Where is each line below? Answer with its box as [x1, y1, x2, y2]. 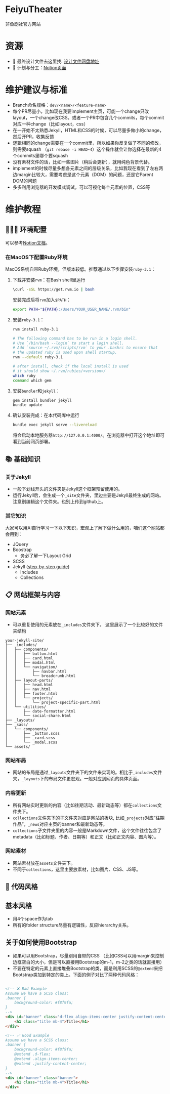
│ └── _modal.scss [5, 740, 58, 745]
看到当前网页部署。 [12, 439, 53, 445]
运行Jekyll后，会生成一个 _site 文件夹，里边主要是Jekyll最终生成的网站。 [12, 492, 164, 498]
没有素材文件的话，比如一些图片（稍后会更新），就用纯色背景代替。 [12, 158, 153, 165]
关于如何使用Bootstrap [5, 938, 77, 947]
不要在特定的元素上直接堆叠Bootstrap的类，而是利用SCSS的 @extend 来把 [12, 965, 163, 971]
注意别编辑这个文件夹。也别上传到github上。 [12, 498, 106, 504]
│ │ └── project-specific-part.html [5, 700, 101, 705]
